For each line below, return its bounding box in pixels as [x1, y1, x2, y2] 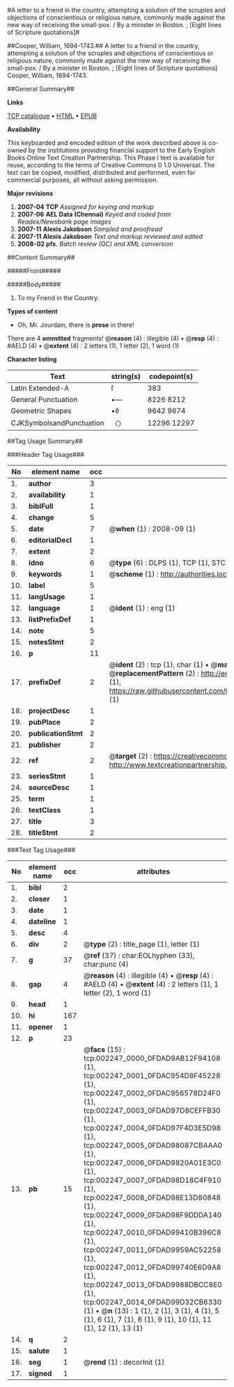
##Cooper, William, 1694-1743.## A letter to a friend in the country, [7, 42, 200, 49]
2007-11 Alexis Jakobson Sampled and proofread [17, 225, 162, 233]
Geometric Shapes [10, 406, 72, 415]
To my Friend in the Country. [17, 294, 100, 302]
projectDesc [29, 706, 70, 715]
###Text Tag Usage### [7, 846, 76, 854]
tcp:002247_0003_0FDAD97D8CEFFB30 [83, 1106, 221, 1115]
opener [29, 1022, 54, 1032]
